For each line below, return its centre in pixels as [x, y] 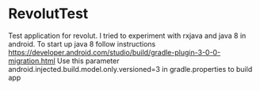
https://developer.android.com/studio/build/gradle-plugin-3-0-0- [115, 52]
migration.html [32, 61]
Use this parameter [88, 61]
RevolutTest [48, 14]
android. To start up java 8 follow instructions [82, 43]
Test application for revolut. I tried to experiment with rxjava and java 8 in [127, 36]
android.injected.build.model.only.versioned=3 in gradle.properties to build [130, 69]
